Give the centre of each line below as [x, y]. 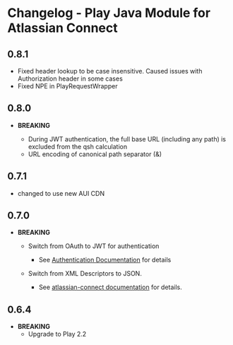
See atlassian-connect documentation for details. [110, 287]
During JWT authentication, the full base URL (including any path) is [127, 139]
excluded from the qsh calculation [78, 146]
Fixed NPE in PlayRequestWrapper [67, 86]
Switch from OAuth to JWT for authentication [94, 246]
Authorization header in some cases [70, 78]
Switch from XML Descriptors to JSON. [85, 274]
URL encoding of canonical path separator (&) [95, 154]
